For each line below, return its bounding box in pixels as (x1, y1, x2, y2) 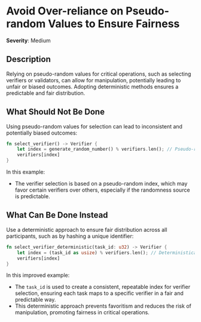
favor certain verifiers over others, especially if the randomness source (14, 186, 190, 193)
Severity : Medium (6, 37, 51, 44)
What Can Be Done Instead (6, 210, 108, 220)
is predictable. (14, 193, 50, 200)
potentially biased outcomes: (6, 129, 78, 136)
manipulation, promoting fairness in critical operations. (14, 309, 150, 316)
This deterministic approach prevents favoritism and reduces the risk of (14, 302, 191, 310)
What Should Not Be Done (6, 107, 105, 117)
